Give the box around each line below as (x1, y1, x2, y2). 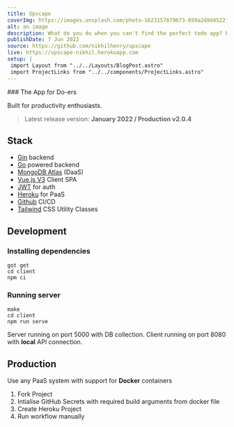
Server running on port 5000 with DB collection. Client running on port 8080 (7, 330, 226, 339)
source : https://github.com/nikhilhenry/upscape (7, 42, 151, 49)
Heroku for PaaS (17, 190, 65, 199)
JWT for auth (17, 183, 56, 192)
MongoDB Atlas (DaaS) (17, 168, 84, 176)
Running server (7, 290, 61, 300)
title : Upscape (7, 10, 52, 17)
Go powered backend (17, 161, 80, 169)
